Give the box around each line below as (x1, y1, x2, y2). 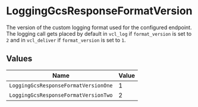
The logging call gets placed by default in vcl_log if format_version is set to (6, 30, 192, 37)
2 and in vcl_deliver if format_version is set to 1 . (6, 36, 126, 43)
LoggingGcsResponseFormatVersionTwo (9, 92, 113, 99)
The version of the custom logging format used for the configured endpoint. (6, 24, 192, 31)
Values (6, 53, 33, 64)
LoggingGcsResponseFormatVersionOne (9, 82, 113, 89)
